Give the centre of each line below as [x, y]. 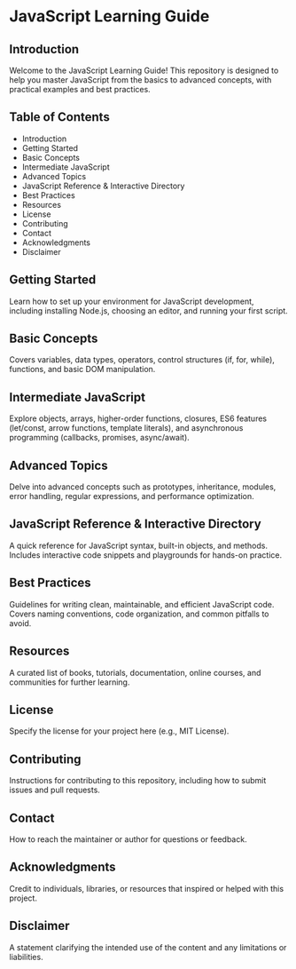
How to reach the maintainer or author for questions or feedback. [128, 839]
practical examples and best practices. [80, 89]
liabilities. [26, 957]
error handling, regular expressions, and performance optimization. [132, 496]
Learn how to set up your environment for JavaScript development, [132, 301]
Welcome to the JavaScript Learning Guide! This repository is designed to [144, 70]
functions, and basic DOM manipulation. [82, 369]
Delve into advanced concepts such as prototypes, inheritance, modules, [143, 487]
